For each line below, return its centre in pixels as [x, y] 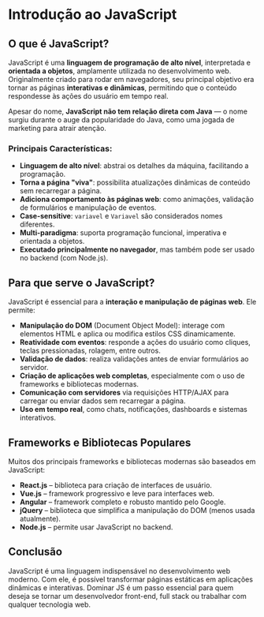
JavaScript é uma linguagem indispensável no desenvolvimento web [119, 570]
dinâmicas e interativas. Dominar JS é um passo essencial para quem [121, 587]
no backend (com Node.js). [64, 258]
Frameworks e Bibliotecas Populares [100, 442]
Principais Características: [60, 148]
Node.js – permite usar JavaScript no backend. [96, 527]
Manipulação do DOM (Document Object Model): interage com [122, 326]
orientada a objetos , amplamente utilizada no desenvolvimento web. [120, 71]
